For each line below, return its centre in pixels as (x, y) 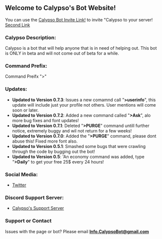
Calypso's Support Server (38, 208)
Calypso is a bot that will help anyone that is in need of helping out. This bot (81, 48)
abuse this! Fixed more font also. (45, 141)
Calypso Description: (31, 37)
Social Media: (21, 174)
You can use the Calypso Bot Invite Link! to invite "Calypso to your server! (79, 19)
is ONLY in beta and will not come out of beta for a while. (62, 54)
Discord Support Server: (35, 198)
